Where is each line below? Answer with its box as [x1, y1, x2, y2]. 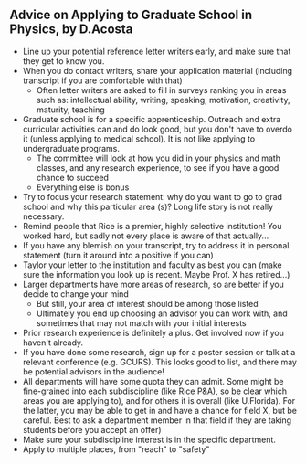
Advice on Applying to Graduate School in [9, 7, 253, 23]
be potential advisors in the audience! [22, 365, 164, 377]
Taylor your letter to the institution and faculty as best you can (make [22, 259, 283, 270]
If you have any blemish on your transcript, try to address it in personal [22, 239, 290, 250]
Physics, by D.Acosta [9, 22, 133, 37]
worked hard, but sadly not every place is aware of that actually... [22, 230, 269, 241]
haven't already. [22, 337, 84, 348]
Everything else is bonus [36, 182, 130, 193]
